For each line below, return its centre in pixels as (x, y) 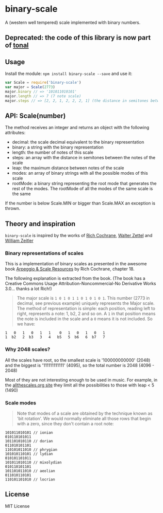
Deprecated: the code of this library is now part (78, 38)
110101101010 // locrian (30, 480)
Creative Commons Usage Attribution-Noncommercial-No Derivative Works (81, 284)
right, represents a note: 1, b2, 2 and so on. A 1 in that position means (86, 314)
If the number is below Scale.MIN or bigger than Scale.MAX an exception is (80, 203)
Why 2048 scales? (28, 349)
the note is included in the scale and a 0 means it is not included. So (85, 319)
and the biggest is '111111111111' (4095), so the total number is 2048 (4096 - (80, 365)
